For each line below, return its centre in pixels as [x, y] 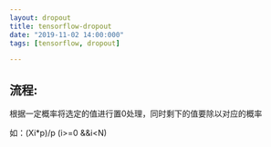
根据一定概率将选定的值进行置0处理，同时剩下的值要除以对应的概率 [136, 113]
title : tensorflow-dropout [61, 26]
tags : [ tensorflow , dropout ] [65, 43]
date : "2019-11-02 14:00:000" [67, 34]
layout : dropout [40, 18]
